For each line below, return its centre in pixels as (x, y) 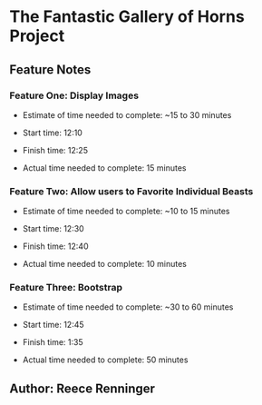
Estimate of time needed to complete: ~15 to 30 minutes (127, 114)
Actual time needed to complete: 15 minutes (104, 168)
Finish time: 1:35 (53, 342)
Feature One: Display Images (74, 95)
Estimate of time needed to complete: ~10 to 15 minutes (126, 212)
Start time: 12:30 (53, 229)
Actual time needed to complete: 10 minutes (105, 264)
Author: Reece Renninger (82, 388)
